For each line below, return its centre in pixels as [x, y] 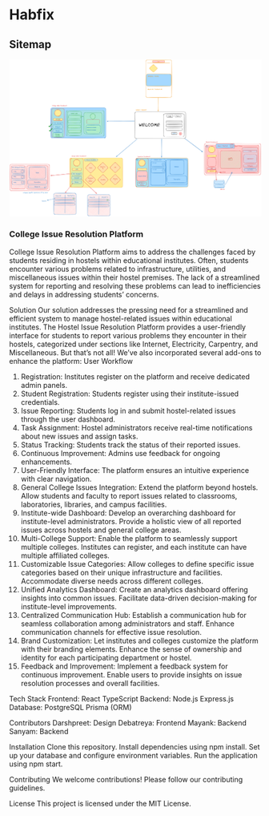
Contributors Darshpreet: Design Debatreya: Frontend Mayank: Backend [128, 722]
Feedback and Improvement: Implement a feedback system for [124, 666]
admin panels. [44, 385]
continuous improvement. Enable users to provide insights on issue [131, 674]
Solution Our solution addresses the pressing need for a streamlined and [129, 309]
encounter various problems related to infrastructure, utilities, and [118, 269]
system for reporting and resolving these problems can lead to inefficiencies [135, 285]
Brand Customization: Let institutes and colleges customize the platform [139, 640]
